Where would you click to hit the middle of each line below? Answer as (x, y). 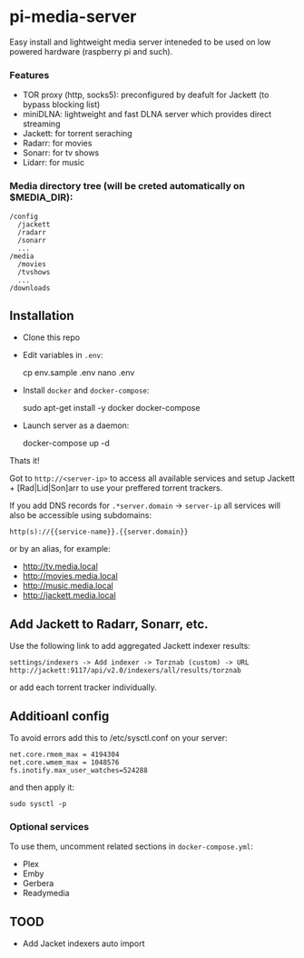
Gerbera (38, 883)
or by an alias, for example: (60, 549)
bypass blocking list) (61, 105)
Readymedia (46, 893)
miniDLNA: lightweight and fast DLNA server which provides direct (147, 115)
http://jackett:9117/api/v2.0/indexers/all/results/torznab (126, 671)
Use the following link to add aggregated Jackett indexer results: (130, 646)
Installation (42, 315)
